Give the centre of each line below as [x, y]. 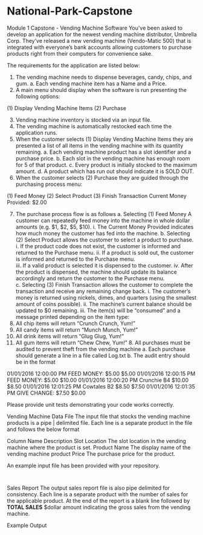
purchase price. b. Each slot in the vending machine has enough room [103, 158]
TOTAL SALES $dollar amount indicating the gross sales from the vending [99, 507]
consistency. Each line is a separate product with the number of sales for [98, 494]
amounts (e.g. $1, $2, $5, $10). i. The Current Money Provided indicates [105, 227]
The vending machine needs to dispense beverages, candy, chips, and [104, 77]
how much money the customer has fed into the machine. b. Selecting [103, 233]
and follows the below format [43, 429]
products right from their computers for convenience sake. [80, 53]
